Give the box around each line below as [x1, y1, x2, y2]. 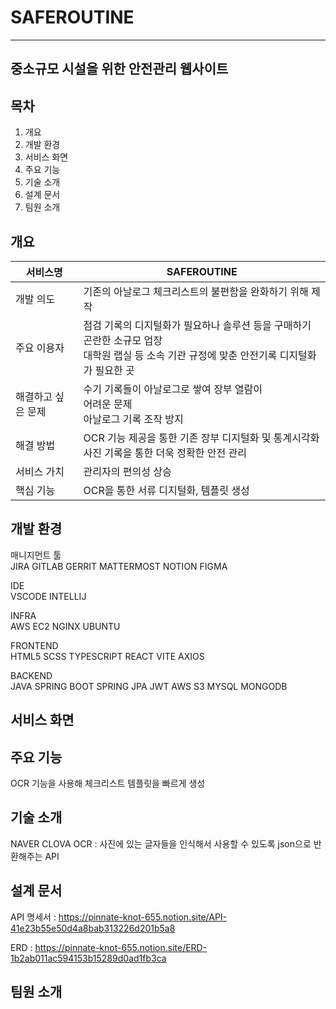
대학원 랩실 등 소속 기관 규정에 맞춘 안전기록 [83, 348, 278, 362]
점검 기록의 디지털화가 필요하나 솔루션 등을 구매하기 [83, 318, 312, 332]
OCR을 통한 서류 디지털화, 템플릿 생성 [83, 483, 250, 497]
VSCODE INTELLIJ [10, 590, 87, 602]
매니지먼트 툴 [10, 549, 62, 561]
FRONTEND [10, 639, 59, 651]
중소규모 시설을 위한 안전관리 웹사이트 [10, 61, 229, 78]
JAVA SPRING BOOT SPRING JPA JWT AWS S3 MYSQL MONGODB [10, 680, 288, 692]
